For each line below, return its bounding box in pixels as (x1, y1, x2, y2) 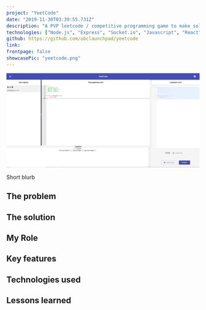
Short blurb (6, 173, 35, 181)
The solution (6, 212, 56, 222)
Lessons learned (6, 295, 72, 306)
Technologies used (6, 274, 81, 285)
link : (6, 42, 20, 48)
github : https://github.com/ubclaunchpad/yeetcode (6, 36, 139, 42)
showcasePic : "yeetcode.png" (6, 55, 81, 61)
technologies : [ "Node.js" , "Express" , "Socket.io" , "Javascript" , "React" (6, 29, 202, 36)
